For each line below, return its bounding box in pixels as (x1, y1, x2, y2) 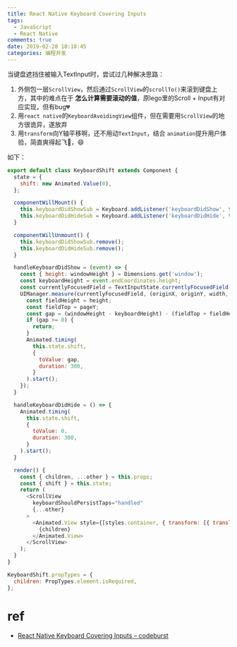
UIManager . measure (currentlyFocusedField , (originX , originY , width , (20, 290, 229, 297)
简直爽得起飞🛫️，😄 (30, 138, 85, 146)
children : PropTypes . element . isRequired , (13, 578, 138, 585)
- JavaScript (13, 23, 52, 30)
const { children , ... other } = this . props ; (20, 473, 153, 480)
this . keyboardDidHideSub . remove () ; (20, 245, 125, 252)
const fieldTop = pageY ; (25, 303, 99, 310)
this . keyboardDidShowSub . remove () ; (20, 238, 125, 246)
